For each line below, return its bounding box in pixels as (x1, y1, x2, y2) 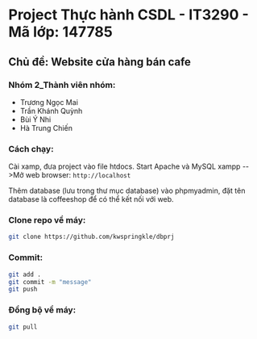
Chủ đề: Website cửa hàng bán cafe (8, 55, 192, 69)
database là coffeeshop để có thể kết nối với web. (8, 195, 175, 204)
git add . (8, 270, 42, 278)
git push (8, 285, 38, 294)
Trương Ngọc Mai (19, 97, 79, 107)
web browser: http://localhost (25, 170, 131, 180)
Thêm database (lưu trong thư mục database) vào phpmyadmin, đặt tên (8, 186, 246, 195)
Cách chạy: (8, 143, 54, 154)
